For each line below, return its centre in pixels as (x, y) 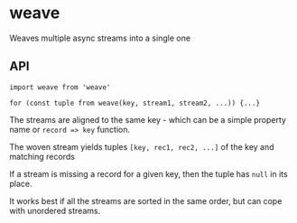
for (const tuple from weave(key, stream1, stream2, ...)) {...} (135, 103)
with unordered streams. (55, 210)
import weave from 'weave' (60, 87)
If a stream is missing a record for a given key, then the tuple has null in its (148, 173)
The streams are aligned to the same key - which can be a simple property (148, 119)
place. (21, 183)
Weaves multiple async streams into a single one (100, 38)
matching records (42, 156)
